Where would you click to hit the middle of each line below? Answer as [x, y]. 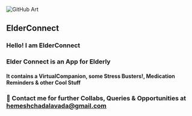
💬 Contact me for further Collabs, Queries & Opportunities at [96, 98]
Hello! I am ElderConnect [43, 45]
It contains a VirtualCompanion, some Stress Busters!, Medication [91, 76]
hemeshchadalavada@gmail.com [56, 106]
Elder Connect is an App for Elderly [58, 62]
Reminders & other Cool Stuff [44, 82]
